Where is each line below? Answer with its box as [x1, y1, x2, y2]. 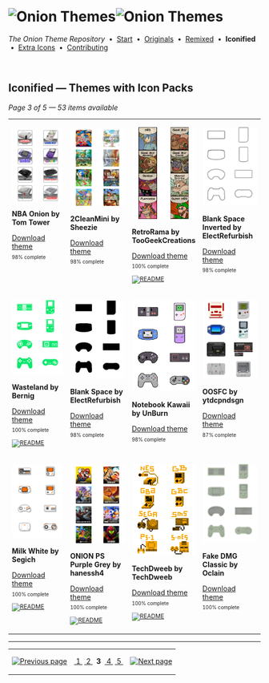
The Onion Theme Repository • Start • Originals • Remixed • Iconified [8, 34, 256, 43]
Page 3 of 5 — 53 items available [8, 103, 118, 112]
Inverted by [202, 222, 242, 232]
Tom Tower [11, 217, 50, 228]
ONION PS [70, 551, 106, 560]
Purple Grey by [70, 560, 122, 569]
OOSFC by [202, 387, 238, 397]
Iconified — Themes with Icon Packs [8, 81, 194, 95]
